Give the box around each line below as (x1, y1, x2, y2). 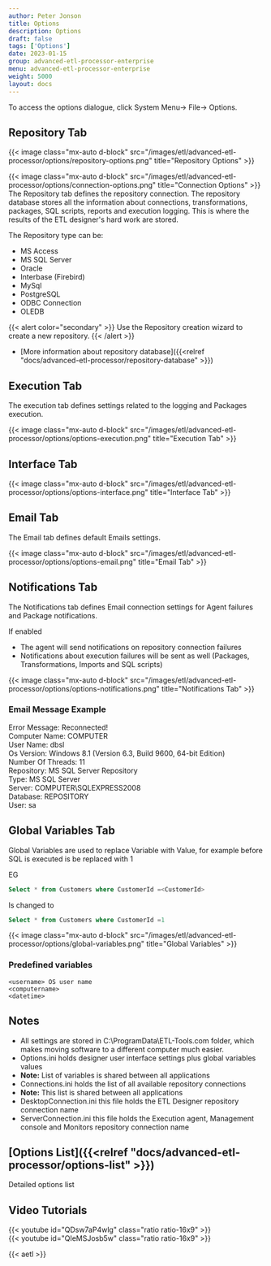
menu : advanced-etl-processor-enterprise (8, 65, 151, 73)
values (19, 1061, 43, 1071)
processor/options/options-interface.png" (8, 487, 148, 496)
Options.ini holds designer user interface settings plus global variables (19, 1053, 256, 1063)
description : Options (8, 27, 82, 35)
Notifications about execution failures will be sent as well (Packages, (19, 651, 250, 661)
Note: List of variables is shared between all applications (19, 1070, 211, 1080)
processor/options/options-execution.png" (8, 434, 152, 444)
